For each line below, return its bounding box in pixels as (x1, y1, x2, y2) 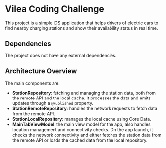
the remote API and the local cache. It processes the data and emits (12, 95, 151, 101)
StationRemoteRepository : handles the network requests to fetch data (12, 105, 158, 111)
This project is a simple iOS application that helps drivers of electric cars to (5, 20, 159, 26)
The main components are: (5, 80, 60, 86)
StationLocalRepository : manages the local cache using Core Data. (12, 116, 151, 122)
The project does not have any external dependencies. (5, 52, 117, 58)
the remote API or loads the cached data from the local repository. (12, 137, 148, 143)
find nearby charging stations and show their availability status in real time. (5, 25, 158, 31)
